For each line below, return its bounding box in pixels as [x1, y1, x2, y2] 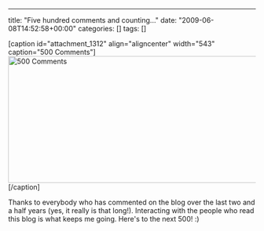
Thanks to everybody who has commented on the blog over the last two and [8, 197, 255, 207]
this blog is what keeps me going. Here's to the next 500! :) [8, 215, 200, 223]
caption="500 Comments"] [8, 48, 96, 56]
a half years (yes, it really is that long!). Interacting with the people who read [8, 206, 255, 215]
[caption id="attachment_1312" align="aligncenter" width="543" [8, 39, 215, 48]
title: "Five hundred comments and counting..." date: [8, 16, 178, 24]
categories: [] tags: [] [78, 24, 147, 33]
